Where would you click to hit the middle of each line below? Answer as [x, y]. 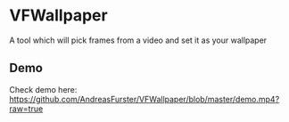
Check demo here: [43, 89]
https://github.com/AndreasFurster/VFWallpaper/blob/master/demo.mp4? [144, 99]
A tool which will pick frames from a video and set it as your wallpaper [138, 40]
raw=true [26, 109]
